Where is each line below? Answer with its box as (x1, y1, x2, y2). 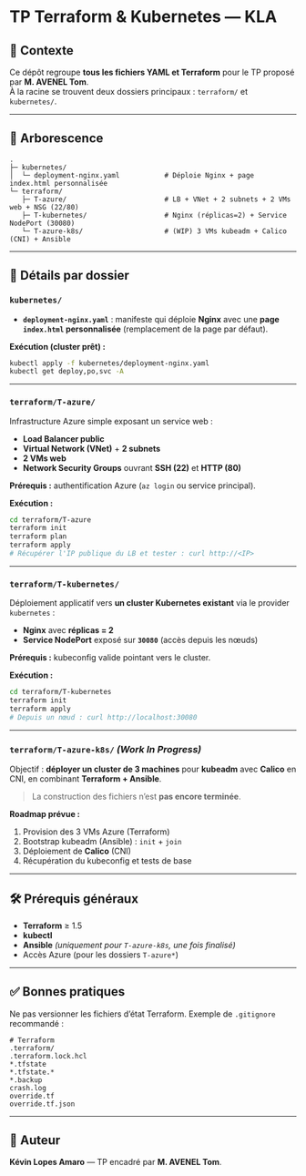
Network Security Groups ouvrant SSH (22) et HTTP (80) (22, 462, 241, 473)
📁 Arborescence (9, 130, 104, 147)
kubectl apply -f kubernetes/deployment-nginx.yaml (9, 358, 209, 368)
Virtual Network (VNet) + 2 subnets (22, 443, 161, 454)
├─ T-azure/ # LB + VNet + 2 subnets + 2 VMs (21, 194, 291, 204)
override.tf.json (9, 1099, 76, 1109)
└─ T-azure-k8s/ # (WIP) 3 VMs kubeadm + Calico (21, 226, 287, 236)
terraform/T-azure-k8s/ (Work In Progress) (9, 742, 202, 755)
